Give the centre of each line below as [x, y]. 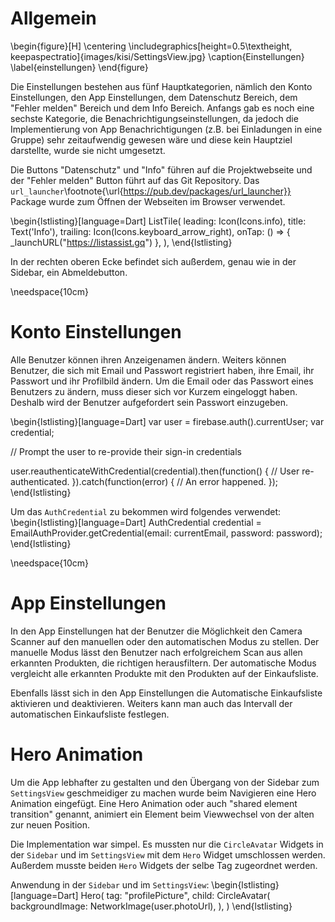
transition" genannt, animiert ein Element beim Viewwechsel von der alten [162, 814]
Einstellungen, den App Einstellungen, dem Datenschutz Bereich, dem [154, 97]
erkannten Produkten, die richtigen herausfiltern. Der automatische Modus [163, 663]
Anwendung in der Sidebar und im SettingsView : [110, 884]
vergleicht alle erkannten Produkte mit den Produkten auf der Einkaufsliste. [164, 673]
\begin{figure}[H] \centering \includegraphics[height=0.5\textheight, [151, 46]
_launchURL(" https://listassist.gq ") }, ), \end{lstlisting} [121, 242]
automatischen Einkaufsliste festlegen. [90, 714]
